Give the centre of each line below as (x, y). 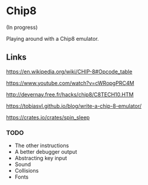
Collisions (27, 171)
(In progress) (22, 27)
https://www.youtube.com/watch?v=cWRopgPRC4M (70, 83)
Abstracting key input (41, 158)
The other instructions (42, 145)
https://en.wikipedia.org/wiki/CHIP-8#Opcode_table (69, 72)
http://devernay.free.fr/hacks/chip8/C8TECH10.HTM (70, 94)
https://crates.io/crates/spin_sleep (48, 117)
